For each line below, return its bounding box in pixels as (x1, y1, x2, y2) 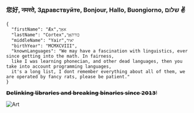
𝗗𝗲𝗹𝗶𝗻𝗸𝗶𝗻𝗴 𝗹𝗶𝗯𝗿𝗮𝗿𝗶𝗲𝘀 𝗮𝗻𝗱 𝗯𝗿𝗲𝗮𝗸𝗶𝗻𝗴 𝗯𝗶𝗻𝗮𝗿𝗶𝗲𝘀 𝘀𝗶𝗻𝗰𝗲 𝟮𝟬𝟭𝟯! (6, 89, 158, 97)
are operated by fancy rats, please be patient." (6, 74, 131, 80)
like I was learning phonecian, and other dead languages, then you (11, 58, 183, 65)
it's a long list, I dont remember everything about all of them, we (11, 69, 185, 75)
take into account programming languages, (6, 64, 112, 69)
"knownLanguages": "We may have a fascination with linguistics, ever (11, 48, 188, 54)
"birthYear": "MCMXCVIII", (11, 43, 78, 49)
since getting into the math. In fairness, (6, 54, 115, 59)
